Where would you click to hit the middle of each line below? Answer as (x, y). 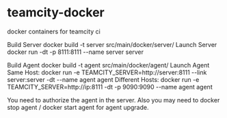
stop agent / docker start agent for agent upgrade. (78, 107)
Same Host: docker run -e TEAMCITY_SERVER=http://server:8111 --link (107, 72)
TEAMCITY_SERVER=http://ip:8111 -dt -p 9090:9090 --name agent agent (110, 87)
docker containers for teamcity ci (54, 31)
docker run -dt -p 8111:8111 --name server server (76, 52)
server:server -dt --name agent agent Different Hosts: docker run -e (103, 79)
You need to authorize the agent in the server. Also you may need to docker (113, 100)
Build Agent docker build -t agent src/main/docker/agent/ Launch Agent (108, 65)
